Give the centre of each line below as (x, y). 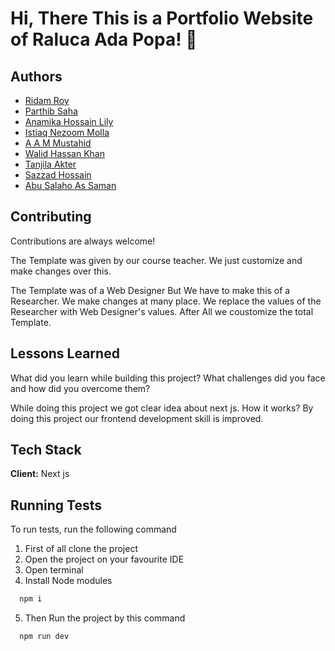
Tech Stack (46, 450)
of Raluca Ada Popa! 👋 (104, 39)
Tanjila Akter (50, 164)
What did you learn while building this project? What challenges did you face (168, 378)
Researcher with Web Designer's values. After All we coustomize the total (162, 311)
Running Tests (56, 505)
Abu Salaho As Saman (70, 185)
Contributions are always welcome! (83, 241)
